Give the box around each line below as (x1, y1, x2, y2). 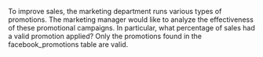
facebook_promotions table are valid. (8, 40, 129, 49)
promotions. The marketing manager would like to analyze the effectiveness (8, 15, 254, 24)
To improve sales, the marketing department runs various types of (8, 7, 222, 16)
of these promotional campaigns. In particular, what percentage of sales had (8, 23, 255, 32)
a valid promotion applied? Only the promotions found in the (8, 31, 203, 41)
